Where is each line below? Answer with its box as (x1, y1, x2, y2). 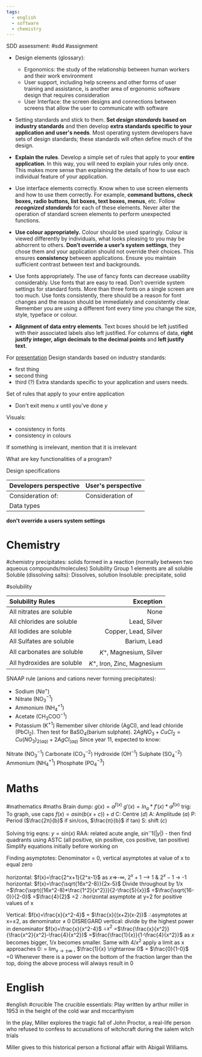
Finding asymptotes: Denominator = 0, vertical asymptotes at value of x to (6, 855, 190, 862)
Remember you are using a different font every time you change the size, (14, 305, 197, 312)
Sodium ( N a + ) (14, 686, 50, 695)
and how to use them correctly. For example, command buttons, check (14, 191, 193, 199)
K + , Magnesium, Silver (99, 647, 163, 657)
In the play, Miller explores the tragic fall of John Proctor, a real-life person (6, 1019, 191, 1026)
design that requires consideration (24, 91, 110, 99)
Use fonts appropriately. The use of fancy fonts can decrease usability (14, 273, 191, 280)
